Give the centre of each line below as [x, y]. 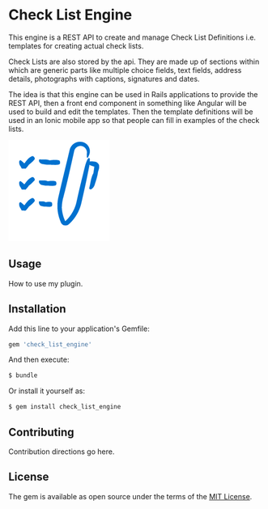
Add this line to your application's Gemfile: [79, 329]
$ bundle [23, 375]
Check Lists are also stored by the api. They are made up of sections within [134, 62]
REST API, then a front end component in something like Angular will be [128, 103]
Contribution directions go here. [62, 452]
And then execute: [39, 360]
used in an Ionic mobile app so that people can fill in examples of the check [134, 120]
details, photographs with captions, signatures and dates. [104, 78]
